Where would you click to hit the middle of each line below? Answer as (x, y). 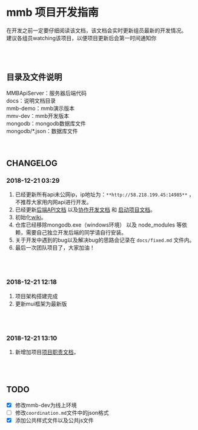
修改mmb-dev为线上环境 (46, 405)
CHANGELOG (32, 164)
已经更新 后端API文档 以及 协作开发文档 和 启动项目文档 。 (85, 210)
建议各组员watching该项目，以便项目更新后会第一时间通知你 (81, 38)
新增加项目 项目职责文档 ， (47, 352)
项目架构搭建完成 (36, 296)
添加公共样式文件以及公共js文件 (54, 420)
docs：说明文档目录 (31, 100)
